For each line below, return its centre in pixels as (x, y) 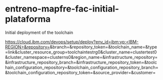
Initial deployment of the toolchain (39, 32)
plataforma (28, 19)
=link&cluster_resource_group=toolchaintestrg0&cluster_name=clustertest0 (81, 52)
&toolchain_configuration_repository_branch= (113, 67)
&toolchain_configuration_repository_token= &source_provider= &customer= (80, 72)
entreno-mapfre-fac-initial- (62, 9)
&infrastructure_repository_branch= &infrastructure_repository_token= (75, 62)
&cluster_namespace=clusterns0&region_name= (54, 57)
